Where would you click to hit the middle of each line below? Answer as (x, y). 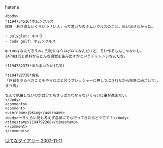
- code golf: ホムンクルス (31, 41)
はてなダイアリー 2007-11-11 (34, 141)
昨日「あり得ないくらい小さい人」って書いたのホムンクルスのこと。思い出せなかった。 (80, 27)
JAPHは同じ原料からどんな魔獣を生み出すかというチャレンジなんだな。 (66, 56)
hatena (12, 7)
